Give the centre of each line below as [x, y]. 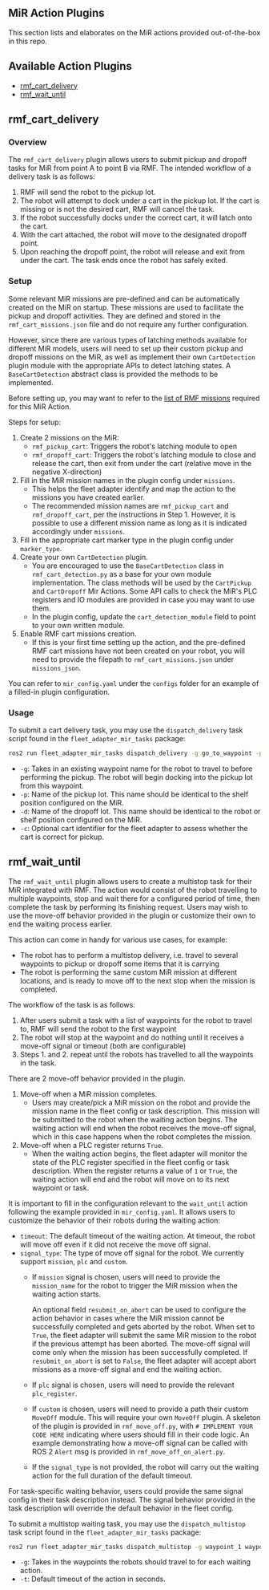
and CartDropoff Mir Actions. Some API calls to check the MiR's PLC [145, 591]
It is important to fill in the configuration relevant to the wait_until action [128, 1203]
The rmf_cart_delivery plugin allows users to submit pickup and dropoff [128, 160]
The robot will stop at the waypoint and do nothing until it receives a [132, 1037]
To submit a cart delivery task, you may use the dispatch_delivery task [126, 730]
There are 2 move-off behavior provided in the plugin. [97, 1078]
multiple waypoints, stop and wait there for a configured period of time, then [134, 898]
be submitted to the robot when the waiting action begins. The [134, 1119]
